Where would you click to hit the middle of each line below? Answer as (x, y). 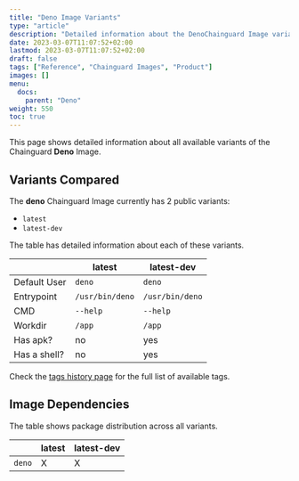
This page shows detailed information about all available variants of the (140, 143)
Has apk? (33, 339)
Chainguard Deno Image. (55, 151)
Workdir (30, 325)
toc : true (28, 117)
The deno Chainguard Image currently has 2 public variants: (120, 200)
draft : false (33, 59)
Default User (40, 281)
